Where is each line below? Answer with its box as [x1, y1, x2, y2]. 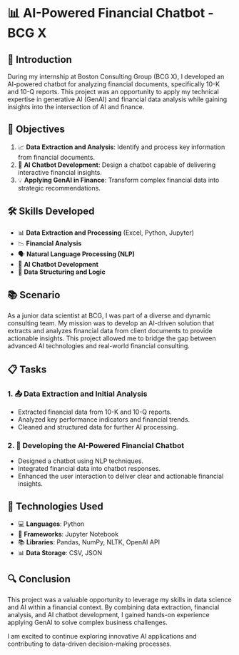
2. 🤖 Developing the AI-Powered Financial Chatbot [7, 441, 184, 451]
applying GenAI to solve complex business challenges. [7, 618, 168, 627]
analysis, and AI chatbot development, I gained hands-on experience [7, 611, 210, 619]
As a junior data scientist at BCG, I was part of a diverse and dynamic [7, 311, 211, 320]
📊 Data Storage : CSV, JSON [17, 549, 102, 557]
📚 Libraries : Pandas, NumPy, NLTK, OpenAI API [17, 538, 161, 547]
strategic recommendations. [17, 183, 101, 192]
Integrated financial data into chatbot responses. [17, 464, 161, 473]
